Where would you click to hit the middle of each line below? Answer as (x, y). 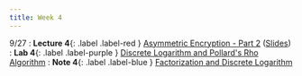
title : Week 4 (36, 17)
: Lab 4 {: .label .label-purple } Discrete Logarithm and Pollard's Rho (134, 52)
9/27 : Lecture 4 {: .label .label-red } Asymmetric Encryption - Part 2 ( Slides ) (150, 43)
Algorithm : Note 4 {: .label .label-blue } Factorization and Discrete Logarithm (151, 62)
